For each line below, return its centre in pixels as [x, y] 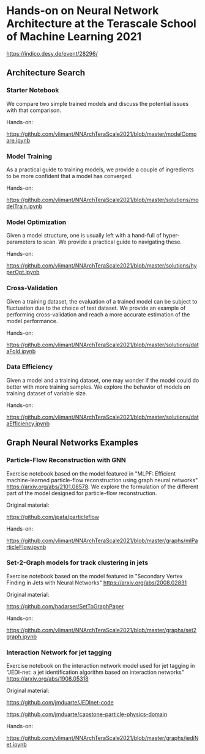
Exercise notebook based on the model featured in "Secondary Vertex [95, 576]
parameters [21, 242]
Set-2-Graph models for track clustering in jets [77, 562]
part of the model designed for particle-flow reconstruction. [82, 493]
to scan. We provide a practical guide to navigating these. [109, 242]
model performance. [32, 321]
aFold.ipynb [21, 351]
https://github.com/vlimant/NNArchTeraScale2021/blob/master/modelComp [102, 134]
